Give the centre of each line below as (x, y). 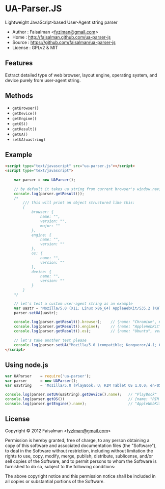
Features (19, 63)
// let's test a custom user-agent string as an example (73, 304)
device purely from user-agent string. (43, 80)
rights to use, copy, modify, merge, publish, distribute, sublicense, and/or (79, 456)
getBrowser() (26, 108)
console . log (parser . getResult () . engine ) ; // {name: (72, 326)
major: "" (50, 226)
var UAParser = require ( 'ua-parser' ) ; (48, 376)
